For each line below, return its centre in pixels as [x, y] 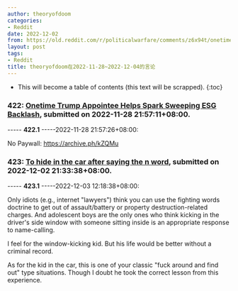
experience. [25, 280]
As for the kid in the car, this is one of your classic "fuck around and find [113, 265]
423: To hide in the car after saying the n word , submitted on [113, 162]
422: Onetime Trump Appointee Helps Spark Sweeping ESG [112, 105]
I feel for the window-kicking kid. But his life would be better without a [109, 244]
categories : [25, 21]
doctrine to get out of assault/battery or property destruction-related [107, 207]
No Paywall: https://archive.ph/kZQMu [63, 143]
